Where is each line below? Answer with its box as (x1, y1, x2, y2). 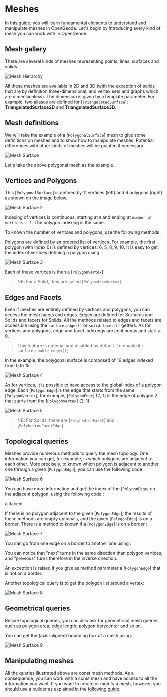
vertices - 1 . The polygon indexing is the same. (5, 220, 105, 226)
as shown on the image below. (5, 195, 68, 201)
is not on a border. (5, 570, 43, 576)
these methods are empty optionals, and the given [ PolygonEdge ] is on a (5, 516, 152, 521)
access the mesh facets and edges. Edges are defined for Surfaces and (5, 312, 153, 318)
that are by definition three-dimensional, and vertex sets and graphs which (5, 88, 159, 94)
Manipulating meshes (5, 657, 74, 665)
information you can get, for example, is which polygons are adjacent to (5, 456, 153, 461)
